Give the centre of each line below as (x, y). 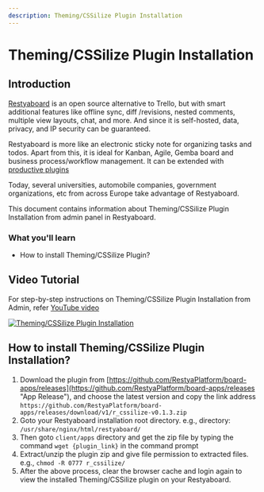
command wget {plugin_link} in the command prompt (109, 445)
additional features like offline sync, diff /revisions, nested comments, (122, 111)
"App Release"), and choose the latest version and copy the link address (138, 396)
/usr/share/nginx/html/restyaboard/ (80, 429)
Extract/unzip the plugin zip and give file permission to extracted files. (134, 454)
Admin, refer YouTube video (54, 308)
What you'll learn (42, 238)
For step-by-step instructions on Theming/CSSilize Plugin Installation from (130, 299)
